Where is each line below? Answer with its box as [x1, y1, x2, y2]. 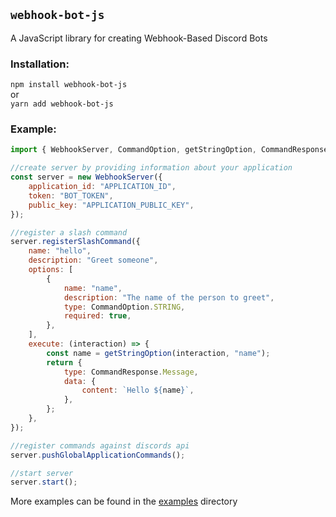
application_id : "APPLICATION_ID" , [28, 182, 177, 192]
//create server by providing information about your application [10, 163, 293, 173]
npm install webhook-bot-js [10, 80, 128, 90]
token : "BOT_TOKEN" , [28, 190, 114, 201]
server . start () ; [10, 477, 78, 488]
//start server [10, 468, 74, 478]
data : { [63, 376, 97, 386]
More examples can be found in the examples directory [10, 495, 238, 508]
